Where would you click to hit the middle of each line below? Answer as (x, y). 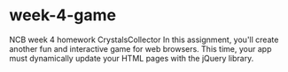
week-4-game (63, 15)
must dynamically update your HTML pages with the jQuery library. (132, 58)
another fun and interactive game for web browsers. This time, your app (140, 48)
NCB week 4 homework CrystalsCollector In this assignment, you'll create (144, 40)
